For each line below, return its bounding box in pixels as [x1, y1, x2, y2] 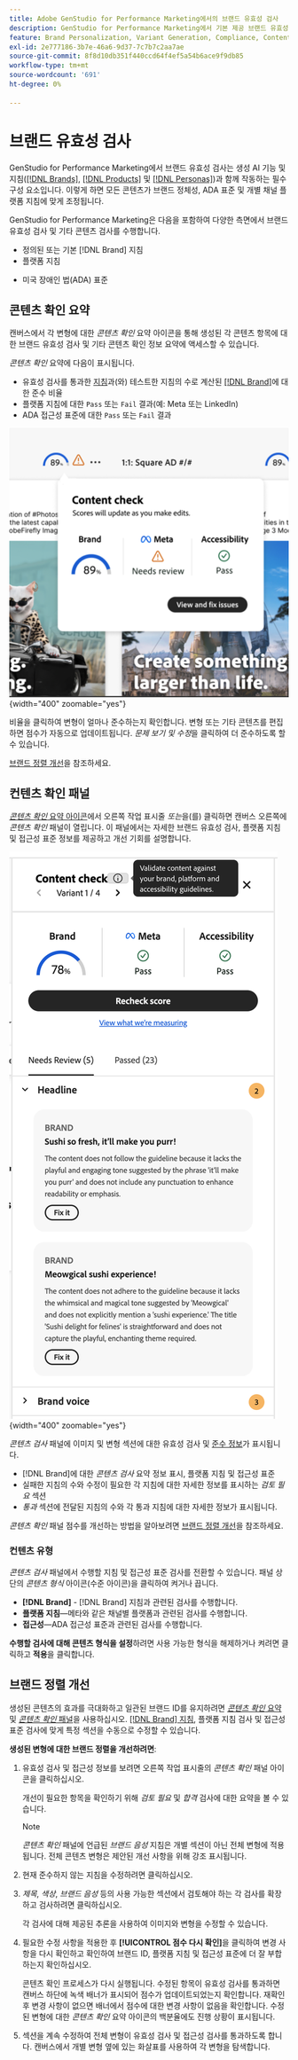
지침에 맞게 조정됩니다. [25, 195, 105, 206]
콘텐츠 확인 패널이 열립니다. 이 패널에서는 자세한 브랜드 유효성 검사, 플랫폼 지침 [9, 822, 281, 833]
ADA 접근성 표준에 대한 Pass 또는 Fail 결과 [21, 410, 172, 420]
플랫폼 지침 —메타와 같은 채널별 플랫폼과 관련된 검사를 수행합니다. [21, 1608, 248, 1618]
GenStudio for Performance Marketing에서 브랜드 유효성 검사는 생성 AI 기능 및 [9, 162, 286, 173]
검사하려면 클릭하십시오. [38, 1899, 122, 1910]
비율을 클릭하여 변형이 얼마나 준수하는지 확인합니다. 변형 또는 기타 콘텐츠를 [9, 717, 268, 727]
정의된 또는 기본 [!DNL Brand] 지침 [21, 244, 144, 255]
